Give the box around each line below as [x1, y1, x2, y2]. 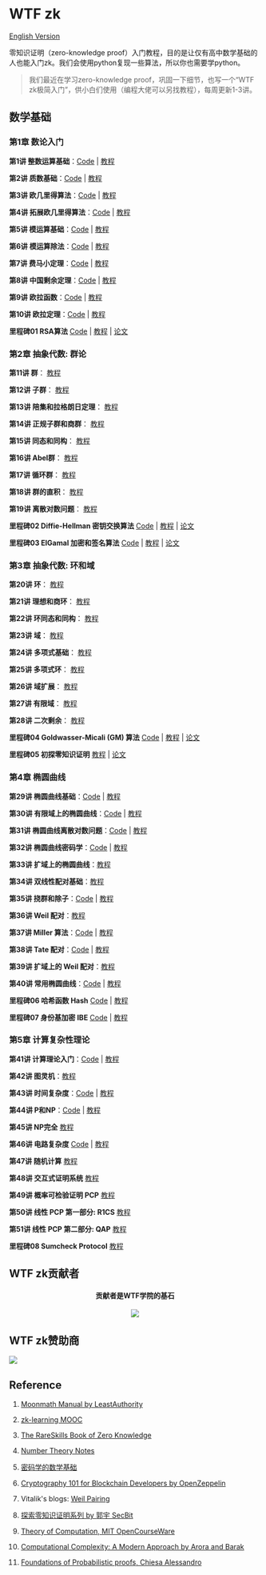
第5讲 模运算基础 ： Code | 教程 [9, 224, 109, 234]
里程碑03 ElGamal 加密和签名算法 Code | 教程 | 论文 [9, 538, 181, 547]
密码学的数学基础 [20, 1462, 77, 1473]
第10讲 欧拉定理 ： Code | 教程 [9, 309, 106, 319]
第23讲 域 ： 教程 [9, 631, 65, 640]
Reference [9, 1378, 62, 1392]
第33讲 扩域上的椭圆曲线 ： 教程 [9, 860, 111, 869]
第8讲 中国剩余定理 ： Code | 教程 [9, 275, 117, 285]
